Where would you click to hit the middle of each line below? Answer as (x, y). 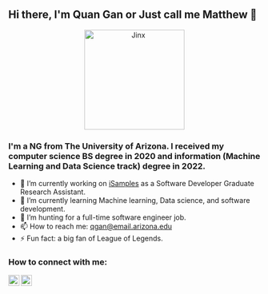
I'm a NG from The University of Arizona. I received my (116, 146)
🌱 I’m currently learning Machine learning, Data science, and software (135, 201)
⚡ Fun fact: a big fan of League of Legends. (91, 238)
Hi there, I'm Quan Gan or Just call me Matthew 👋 (133, 15)
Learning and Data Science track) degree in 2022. (107, 166)
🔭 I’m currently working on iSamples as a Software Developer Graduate (137, 184)
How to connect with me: (58, 262)
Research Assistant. (53, 192)
